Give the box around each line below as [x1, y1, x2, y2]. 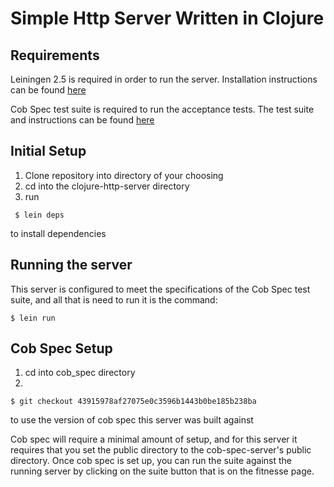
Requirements [10, 47, 100, 64]
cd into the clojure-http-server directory [24, 180, 190, 192]
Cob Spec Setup [10, 340, 113, 357]
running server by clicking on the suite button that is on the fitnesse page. [10, 465, 315, 477]
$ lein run [10, 313, 56, 323]
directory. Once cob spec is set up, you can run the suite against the [10, 455, 292, 467]
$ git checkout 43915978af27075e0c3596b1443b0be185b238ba [10, 397, 257, 407]
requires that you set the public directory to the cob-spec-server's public [10, 444, 312, 456]
